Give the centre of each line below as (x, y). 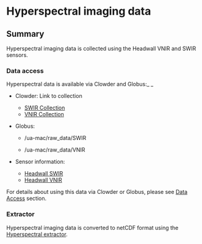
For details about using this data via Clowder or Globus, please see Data (97, 192)
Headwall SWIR (44, 174)
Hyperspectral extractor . (37, 234)
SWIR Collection (45, 108)
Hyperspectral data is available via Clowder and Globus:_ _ (80, 84)
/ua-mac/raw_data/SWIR (55, 138)
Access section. (27, 198)
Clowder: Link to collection (49, 96)
